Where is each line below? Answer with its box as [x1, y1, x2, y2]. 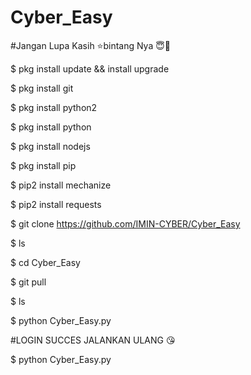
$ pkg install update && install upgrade [10, 62, 170, 75]
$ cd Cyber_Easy [10, 256, 81, 268]
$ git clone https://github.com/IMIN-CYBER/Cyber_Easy [10, 217, 241, 230]
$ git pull [10, 276, 47, 288]
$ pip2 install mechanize [10, 179, 112, 191]
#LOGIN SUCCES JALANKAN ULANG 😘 [10, 334, 176, 346]
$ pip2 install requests [10, 198, 102, 210]
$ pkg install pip [10, 159, 77, 171]
